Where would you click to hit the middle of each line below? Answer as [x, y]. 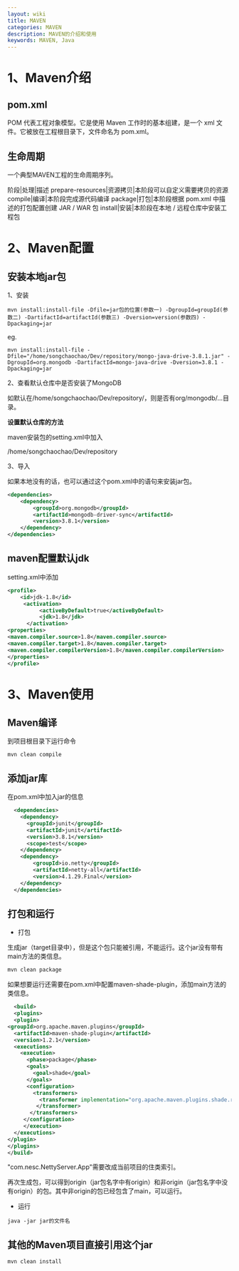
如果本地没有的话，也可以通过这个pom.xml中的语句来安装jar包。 [102, 481]
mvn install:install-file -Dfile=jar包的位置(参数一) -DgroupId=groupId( [115, 310]
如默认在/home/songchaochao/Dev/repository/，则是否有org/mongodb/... [115, 398]
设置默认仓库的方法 [36, 422]
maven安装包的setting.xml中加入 [55, 437]
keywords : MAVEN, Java [41, 41]
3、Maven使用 [51, 694]
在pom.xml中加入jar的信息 [46, 797]
